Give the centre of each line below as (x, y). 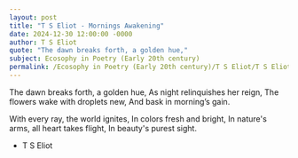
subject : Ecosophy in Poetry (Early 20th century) (105, 59)
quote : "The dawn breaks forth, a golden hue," (99, 51)
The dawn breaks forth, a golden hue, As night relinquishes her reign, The (144, 92)
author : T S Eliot (43, 42)
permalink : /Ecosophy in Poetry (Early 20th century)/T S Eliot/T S (138, 67)
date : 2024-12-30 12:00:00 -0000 (71, 34)
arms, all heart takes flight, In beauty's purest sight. (103, 128)
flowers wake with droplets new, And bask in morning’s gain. (120, 101)
